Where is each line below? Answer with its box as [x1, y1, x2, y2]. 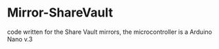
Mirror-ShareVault [7, 5, 114, 21]
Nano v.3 [7, 35, 33, 43]
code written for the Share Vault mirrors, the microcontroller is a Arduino [7, 28, 212, 36]
